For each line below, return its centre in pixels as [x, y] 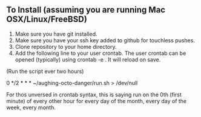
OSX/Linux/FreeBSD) [47, 20]
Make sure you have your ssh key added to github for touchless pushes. [105, 40]
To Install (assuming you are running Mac [86, 10]
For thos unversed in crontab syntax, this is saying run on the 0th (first [94, 94]
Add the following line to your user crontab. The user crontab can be [100, 53]
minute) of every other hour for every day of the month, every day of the [97, 101]
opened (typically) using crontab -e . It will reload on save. [88, 59]
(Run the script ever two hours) [45, 71]
